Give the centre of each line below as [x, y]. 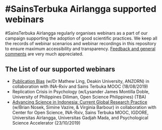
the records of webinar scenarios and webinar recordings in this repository [81, 43]
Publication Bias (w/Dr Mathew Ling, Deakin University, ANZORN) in [81, 81]
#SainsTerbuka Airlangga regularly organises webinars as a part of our [77, 33]
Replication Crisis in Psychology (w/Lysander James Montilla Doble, [81, 91]
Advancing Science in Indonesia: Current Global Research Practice [80, 102]
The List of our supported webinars [60, 69]
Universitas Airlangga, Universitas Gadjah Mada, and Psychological [80, 117]
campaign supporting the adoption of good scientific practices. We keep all [81, 38]
